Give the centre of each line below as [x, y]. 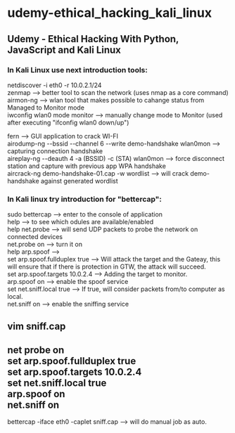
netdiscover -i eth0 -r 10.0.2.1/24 [55, 85]
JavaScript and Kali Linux [64, 50]
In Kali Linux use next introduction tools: [77, 70]
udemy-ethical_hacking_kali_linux [110, 13]
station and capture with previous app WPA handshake [87, 166]
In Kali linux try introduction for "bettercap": [84, 199]
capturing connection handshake [55, 151]
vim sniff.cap [37, 326]
